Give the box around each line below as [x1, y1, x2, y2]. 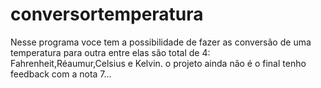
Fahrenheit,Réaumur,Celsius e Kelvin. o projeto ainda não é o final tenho [10, 57, 307, 69]
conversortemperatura [10, 3, 204, 26]
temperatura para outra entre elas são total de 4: [10, 46, 211, 58]
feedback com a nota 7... [10, 68, 112, 80]
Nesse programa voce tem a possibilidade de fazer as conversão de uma [10, 36, 312, 48]
